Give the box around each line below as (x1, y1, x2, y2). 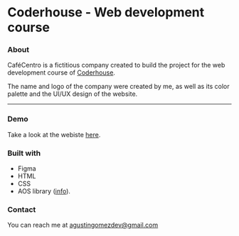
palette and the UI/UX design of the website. (7, 90, 138, 98)
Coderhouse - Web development (7, 4, 205, 21)
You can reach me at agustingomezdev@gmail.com (7, 221, 159, 230)
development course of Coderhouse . (7, 68, 116, 77)
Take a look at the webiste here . (7, 130, 101, 139)
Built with (7, 148, 41, 158)
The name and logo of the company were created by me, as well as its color (7, 82, 230, 91)
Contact (7, 205, 36, 214)
